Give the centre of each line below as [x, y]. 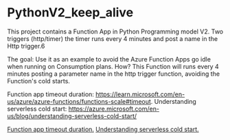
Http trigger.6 [26, 46]
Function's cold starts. [39, 81]
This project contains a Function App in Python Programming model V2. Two [115, 31]
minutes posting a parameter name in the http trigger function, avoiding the [114, 74]
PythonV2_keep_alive [70, 13]
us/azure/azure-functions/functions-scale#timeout [79, 101]
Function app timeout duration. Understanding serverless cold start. [103, 129]
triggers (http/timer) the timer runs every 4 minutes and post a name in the [113, 38]
